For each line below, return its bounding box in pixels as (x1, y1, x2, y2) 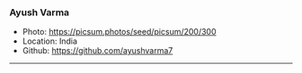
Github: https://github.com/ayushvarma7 (22, 45, 173, 56)
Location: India (22, 36, 78, 46)
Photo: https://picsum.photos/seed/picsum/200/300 (22, 27, 218, 37)
